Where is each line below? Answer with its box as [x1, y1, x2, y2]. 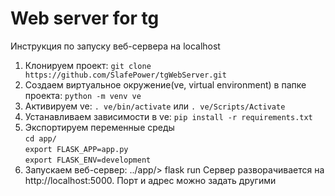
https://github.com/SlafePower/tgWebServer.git [24, 70, 227, 80]
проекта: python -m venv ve [24, 89, 142, 101]
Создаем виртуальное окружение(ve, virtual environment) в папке [24, 78, 307, 91]
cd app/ [24, 133, 57, 144]
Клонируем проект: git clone [24, 59, 152, 71]
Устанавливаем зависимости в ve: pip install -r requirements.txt [24, 110, 313, 122]
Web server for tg [10, 7, 160, 30]
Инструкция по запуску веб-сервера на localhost [10, 40, 221, 52]
